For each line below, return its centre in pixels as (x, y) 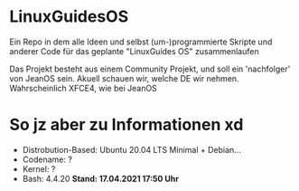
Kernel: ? (39, 168)
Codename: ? (47, 159)
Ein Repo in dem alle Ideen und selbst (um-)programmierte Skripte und (141, 42)
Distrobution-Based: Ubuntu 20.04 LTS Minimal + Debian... (131, 149)
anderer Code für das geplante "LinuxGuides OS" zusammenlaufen (134, 51)
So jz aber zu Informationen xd (126, 125)
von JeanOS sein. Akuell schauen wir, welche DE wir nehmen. (124, 78)
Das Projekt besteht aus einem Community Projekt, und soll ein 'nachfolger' (150, 69)
